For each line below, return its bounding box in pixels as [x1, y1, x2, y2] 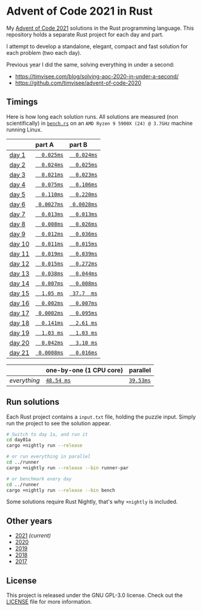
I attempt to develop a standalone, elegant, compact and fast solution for [6, 43, 188, 50]
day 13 [9, 269, 30, 278]
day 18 [9, 318, 30, 327]
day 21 [9, 348, 30, 357]
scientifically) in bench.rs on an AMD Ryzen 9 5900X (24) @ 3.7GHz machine [6, 119, 193, 127]
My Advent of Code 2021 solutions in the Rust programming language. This [6, 24, 194, 32]
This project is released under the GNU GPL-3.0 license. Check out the [6, 592, 183, 599]
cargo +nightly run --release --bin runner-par [6, 464, 129, 471]
